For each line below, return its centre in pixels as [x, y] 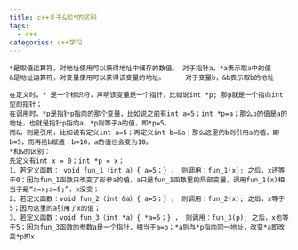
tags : [19, 26]
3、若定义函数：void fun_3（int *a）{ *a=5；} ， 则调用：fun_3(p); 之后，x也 [146, 218]
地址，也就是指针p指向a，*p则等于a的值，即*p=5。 [90, 124]
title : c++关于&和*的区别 [53, 17]
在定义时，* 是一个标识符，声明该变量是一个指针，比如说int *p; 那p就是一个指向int [146, 95]
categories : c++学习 [46, 42]
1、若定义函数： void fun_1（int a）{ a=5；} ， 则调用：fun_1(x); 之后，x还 [144, 171]
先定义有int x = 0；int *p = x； [67, 161]
